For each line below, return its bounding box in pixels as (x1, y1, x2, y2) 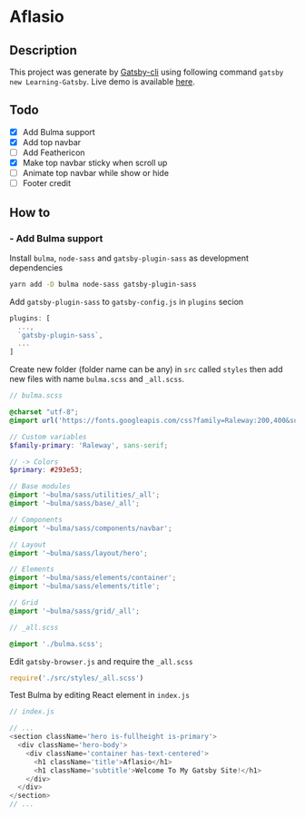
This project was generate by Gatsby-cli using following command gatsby (9, 66, 284, 77)
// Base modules (9, 482, 71, 491)
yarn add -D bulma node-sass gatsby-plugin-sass (9, 280, 197, 289)
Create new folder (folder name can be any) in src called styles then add (9, 364, 283, 375)
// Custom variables (9, 432, 88, 441)
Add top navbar (22, 136, 82, 147)
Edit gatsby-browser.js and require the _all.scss (9, 655, 193, 666)
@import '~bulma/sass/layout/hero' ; (9, 548, 148, 557)
